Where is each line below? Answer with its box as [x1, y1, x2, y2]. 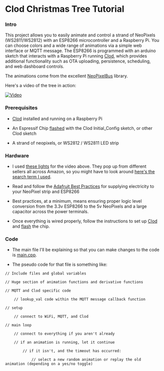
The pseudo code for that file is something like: [12, 262, 108, 268]
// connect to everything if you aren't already [14, 331, 115, 337]
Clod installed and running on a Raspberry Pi [12, 116, 103, 122]
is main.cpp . [12, 252, 37, 258]
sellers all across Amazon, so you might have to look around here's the [12, 169, 155, 175]
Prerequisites [5, 104, 38, 111]
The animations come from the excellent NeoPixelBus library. [5, 73, 128, 79]
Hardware [5, 152, 29, 159]
